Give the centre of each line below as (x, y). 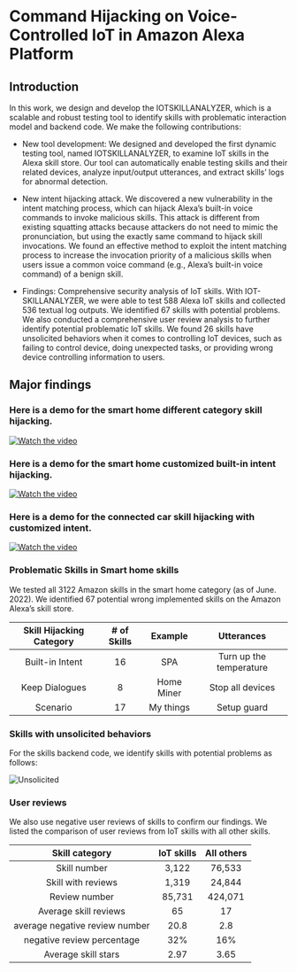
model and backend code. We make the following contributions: (125, 127)
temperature (242, 667)
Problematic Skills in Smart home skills (94, 571)
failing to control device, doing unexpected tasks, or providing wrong (148, 348)
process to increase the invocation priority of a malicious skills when (147, 255)
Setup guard (242, 707)
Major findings (50, 385)
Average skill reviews (82, 912)
